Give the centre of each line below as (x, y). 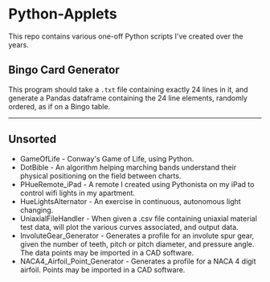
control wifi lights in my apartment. (77, 193)
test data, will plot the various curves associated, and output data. (129, 227)
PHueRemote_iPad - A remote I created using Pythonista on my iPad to (137, 184)
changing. (37, 210)
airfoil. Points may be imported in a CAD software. (102, 269)
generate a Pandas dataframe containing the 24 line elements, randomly (128, 98)
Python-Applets (63, 14)
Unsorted (33, 139)
